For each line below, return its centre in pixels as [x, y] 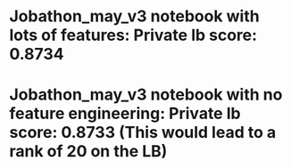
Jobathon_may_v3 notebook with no [146, 95]
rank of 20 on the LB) [88, 152]
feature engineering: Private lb [125, 114]
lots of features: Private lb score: [133, 35]
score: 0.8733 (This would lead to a [143, 133]
